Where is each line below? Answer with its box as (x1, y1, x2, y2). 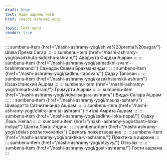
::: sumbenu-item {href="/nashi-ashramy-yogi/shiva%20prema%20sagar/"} (5, 44, 161, 50)
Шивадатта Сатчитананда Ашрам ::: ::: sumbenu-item (5, 102, 117, 108)
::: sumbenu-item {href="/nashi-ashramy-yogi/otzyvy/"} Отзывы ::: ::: (5, 139, 148, 145)
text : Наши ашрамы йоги (5, 12, 55, 17)
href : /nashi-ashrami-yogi (5, 16, 61, 21)
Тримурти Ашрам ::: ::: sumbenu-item (54, 86, 133, 92)
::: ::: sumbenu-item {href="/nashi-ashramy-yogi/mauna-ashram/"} (5, 97, 143, 103)
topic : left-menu (5, 25, 41, 30)
